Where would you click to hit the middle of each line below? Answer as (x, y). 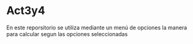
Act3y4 (26, 11)
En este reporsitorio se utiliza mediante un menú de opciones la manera (97, 28)
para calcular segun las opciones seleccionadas (67, 34)
